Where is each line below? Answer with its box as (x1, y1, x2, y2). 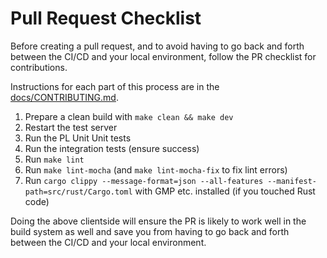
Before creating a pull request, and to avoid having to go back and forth (10, 40, 305, 52)
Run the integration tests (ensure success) (24, 142, 200, 154)
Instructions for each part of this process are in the (10, 80, 220, 92)
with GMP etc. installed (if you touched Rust (134, 185, 316, 197)
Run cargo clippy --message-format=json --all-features (24, 174, 264, 186)
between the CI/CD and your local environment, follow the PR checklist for (10, 50, 317, 62)
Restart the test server (24, 121, 118, 133)
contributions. (10, 61, 68, 73)
